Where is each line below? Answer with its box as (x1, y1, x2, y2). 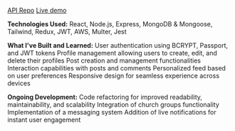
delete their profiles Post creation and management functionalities (7, 56, 202, 65)
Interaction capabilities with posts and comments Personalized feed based (7, 64, 226, 72)
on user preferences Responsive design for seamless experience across (7, 71, 219, 80)
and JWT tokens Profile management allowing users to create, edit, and (7, 49, 217, 57)
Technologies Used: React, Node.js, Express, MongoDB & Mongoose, (7, 20, 213, 28)
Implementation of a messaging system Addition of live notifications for (7, 108, 216, 116)
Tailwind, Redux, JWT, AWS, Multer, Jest (7, 28, 127, 36)
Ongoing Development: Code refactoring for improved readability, (7, 93, 203, 101)
